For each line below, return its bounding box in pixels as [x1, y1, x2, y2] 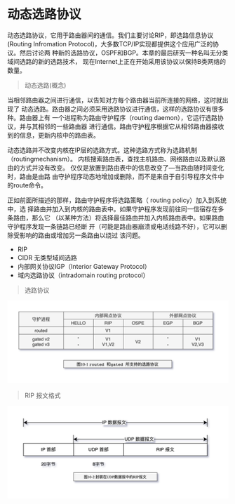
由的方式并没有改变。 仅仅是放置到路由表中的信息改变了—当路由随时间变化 [7, 163, 224, 172]
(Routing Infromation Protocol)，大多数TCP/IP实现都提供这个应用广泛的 [7, 39, 213, 48]
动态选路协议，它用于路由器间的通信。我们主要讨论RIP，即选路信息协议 [7, 31, 214, 39]
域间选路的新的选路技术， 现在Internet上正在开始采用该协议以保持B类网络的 [7, 57, 227, 65]
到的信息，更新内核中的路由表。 [7, 131, 100, 139]
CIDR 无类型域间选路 [17, 253, 77, 262]
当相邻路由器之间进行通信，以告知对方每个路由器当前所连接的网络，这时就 [7, 95, 222, 104]
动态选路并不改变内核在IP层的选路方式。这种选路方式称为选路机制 [7, 145, 198, 154]
